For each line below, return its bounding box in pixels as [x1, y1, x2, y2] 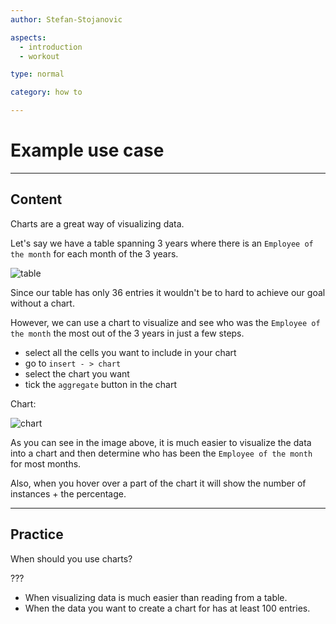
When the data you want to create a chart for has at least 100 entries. [24, 602, 311, 614]
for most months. [10, 457, 82, 470]
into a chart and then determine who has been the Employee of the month [10, 447, 313, 459]
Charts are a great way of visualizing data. [10, 217, 185, 230]
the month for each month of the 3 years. [10, 247, 179, 260]
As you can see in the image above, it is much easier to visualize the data [10, 436, 312, 448]
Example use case [10, 139, 165, 162]
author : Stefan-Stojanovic [10, 14, 123, 25]
